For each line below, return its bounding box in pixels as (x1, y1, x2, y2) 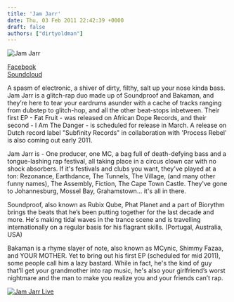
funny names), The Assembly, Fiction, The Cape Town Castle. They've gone (7, 180, 228, 188)
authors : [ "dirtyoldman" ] (7, 29, 83, 37)
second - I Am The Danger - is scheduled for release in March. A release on (7, 121, 227, 130)
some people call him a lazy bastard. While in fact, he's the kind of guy (7, 259, 212, 268)
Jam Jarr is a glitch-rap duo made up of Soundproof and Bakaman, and (7, 91, 214, 100)
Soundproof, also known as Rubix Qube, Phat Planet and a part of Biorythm (7, 201, 225, 209)
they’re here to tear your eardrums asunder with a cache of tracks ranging (7, 99, 222, 107)
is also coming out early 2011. (7, 136, 93, 145)
